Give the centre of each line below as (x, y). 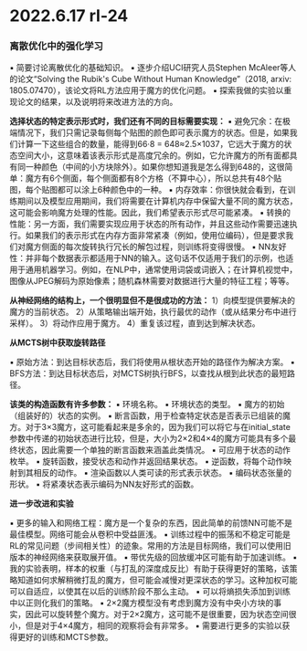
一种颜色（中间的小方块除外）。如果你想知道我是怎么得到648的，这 (151, 167)
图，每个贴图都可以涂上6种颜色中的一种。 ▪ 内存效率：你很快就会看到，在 (148, 190)
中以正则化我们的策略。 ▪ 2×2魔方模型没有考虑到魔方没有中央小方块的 (142, 603)
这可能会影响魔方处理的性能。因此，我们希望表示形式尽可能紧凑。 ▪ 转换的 (150, 213)
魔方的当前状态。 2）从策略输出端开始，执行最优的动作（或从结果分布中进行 (153, 312)
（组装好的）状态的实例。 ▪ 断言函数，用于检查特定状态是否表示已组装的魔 (150, 415)
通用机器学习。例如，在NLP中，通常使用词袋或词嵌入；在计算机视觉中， (161, 269)
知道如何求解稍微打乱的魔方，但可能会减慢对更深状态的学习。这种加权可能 (157, 580)
